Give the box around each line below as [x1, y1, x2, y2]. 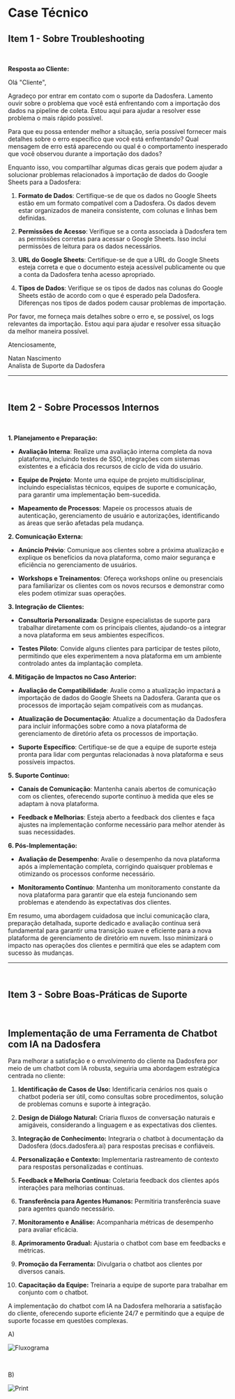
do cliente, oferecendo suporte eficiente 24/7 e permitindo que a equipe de [8, 1309, 225, 1317]
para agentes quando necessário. [17, 1204, 115, 1213]
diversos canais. [17, 1267, 66, 1276]
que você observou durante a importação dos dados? [8, 150, 162, 158]
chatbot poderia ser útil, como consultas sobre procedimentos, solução [17, 1093, 224, 1101]
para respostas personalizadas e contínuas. [17, 1163, 144, 1171]
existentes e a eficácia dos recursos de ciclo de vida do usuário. [17, 462, 203, 470]
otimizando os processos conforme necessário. [17, 870, 156, 878]
